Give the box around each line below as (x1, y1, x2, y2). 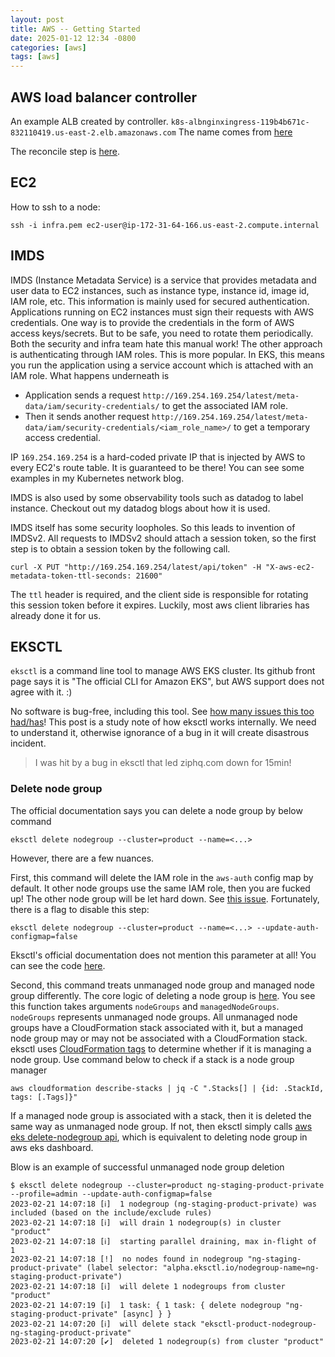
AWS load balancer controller (10, 89, 198, 106)
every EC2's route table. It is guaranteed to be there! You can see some (10, 461, 305, 473)
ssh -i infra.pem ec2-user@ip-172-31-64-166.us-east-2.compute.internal (10, 220, 320, 230)
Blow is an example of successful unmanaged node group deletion (10, 1161, 285, 1173)
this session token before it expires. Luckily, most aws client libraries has (10, 599, 310, 611)
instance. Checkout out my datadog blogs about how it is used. (10, 502, 271, 514)
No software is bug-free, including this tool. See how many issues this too (10, 706, 315, 718)
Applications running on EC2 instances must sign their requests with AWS (10, 306, 315, 318)
